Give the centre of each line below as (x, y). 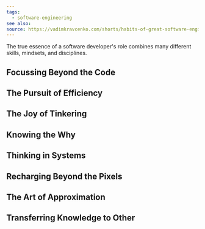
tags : (13, 12)
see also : (19, 23)
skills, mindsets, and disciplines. (47, 53)
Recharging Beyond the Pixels (64, 176)
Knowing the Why (41, 134)
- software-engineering (42, 18)
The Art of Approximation (56, 197)
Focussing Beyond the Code (61, 72)
